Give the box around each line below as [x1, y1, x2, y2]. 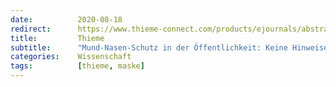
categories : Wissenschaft [10, 52, 132, 62]
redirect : [10, 24, 52, 34]
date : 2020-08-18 [10, 14, 123, 25]
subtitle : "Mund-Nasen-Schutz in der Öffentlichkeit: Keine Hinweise [10, 42, 329, 53]
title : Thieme [10, 33, 105, 43]
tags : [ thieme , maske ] [10, 61, 145, 71]
